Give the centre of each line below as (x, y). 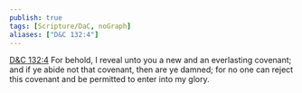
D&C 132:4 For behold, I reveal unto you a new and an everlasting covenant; (151, 60)
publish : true (36, 18)
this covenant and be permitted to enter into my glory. (109, 79)
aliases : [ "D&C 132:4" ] (54, 34)
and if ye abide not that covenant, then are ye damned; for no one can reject (151, 70)
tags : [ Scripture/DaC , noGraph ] (70, 26)
